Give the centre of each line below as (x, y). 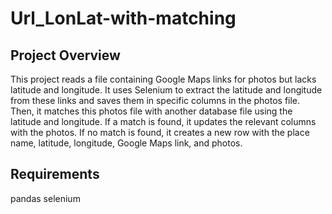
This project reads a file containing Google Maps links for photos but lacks (163, 79)
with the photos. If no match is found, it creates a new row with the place (160, 132)
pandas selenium (45, 198)
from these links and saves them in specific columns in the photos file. (155, 100)
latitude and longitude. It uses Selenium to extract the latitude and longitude (166, 90)
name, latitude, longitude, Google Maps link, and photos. (126, 143)
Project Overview (65, 55)
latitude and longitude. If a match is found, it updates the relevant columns (163, 121)
